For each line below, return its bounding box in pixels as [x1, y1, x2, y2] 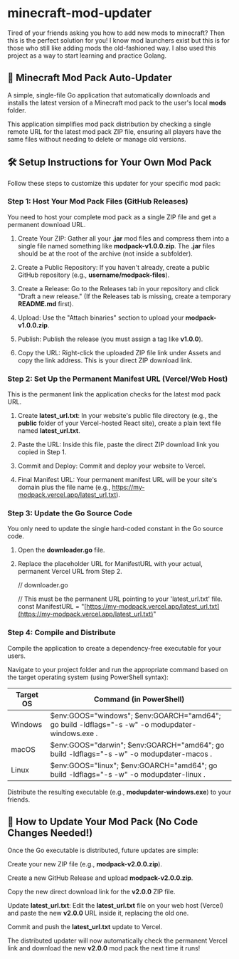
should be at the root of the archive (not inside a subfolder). [17, 249, 193, 258]
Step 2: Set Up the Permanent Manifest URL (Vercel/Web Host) [7, 374, 228, 384]
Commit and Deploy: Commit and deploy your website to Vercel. [17, 461, 206, 471]
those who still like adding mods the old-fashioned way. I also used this [7, 43, 216, 52]
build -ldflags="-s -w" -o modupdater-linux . [50, 769, 206, 779]
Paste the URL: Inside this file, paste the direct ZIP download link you [17, 440, 220, 449]
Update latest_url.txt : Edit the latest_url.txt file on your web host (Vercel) [7, 901, 224, 909]
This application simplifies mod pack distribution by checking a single [7, 120, 211, 128]
